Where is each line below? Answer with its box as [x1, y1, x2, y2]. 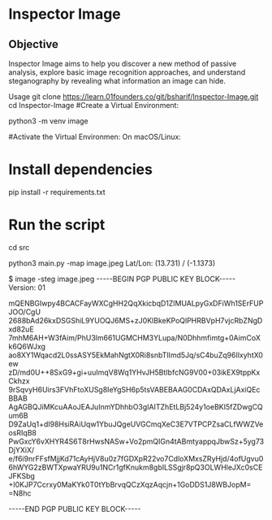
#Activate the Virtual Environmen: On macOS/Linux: [8, 132, 181, 141]
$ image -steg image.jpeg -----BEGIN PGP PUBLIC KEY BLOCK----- [8, 274, 236, 284]
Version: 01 [8, 282, 46, 292]
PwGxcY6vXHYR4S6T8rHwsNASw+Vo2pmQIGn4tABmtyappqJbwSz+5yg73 [8, 436, 265, 446]
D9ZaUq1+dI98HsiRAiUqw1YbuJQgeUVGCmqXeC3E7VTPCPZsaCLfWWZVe [8, 419, 264, 429]
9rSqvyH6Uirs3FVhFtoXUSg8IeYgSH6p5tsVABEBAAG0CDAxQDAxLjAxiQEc [8, 384, 261, 394]
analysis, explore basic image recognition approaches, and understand [8, 67, 246, 77]
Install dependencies [8, 160, 153, 179]
